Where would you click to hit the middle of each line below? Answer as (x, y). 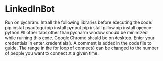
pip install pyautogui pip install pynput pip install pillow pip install (70, 27)
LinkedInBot (30, 9)
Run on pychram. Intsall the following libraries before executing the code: (79, 22)
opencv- (145, 27)
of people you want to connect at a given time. (52, 53)
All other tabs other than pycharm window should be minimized (84, 32)
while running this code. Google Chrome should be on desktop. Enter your (80, 38)
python (12, 32)
